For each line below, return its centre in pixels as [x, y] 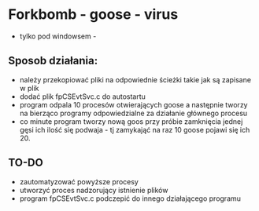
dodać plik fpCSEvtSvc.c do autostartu [82, 96]
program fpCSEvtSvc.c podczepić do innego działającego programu [130, 198]
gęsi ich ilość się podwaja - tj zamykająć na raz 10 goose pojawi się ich [135, 129]
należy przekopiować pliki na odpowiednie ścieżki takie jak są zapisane [135, 79]
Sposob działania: [53, 61]
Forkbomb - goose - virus [93, 15]
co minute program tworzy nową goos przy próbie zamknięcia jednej [131, 121]
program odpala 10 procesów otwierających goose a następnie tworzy [133, 104]
